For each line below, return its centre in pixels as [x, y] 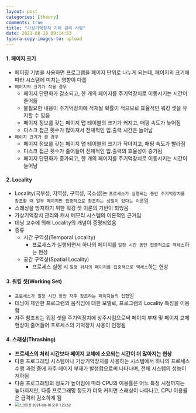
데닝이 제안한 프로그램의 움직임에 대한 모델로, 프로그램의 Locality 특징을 [97, 303]
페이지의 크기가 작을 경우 [41, 87]
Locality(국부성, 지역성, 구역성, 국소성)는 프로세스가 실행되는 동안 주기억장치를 [100, 193]
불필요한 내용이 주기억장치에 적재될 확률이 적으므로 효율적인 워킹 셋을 [102, 108]
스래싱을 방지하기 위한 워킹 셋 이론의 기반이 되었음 [71, 208]
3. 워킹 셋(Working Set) [34, 281]
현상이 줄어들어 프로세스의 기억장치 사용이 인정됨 [70, 325]
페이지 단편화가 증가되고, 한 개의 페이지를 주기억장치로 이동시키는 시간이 [105, 159]
